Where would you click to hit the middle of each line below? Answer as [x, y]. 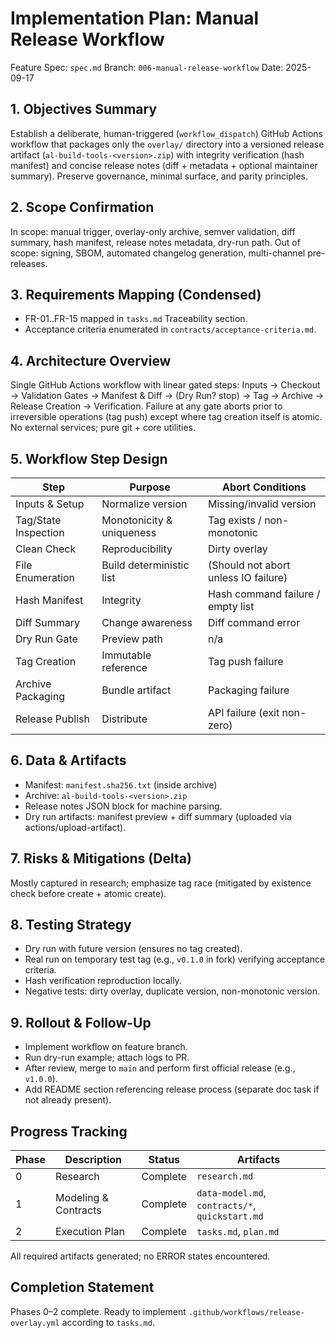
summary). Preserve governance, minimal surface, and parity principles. [159, 176]
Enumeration [45, 577]
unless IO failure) [248, 577]
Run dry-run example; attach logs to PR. [107, 1058]
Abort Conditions [264, 487]
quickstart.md [230, 1216]
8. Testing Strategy [71, 925]
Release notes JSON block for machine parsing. [123, 806]
